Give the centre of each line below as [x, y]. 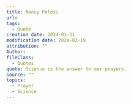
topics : [16, 80]
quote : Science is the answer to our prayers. [67, 69]
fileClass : [20, 58]
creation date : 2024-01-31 [41, 35]
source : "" [20, 75]
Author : [16, 52]
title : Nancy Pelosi [33, 12]
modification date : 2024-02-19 [46, 40]
